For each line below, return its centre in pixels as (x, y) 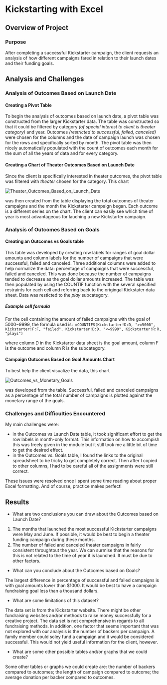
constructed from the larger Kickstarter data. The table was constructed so (82, 121)
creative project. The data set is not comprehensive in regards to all (75, 621)
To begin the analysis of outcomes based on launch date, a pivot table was (82, 116)
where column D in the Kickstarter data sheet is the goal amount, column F (82, 343)
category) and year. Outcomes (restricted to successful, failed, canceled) (81, 132)
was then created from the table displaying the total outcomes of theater (80, 200)
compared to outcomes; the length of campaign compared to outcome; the (82, 672)
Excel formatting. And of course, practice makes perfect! (64, 486)
